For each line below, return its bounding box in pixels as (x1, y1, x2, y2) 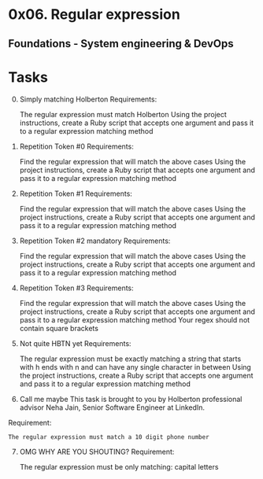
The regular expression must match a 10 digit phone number (8, 433, 210, 441)
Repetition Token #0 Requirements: (19, 142, 134, 151)
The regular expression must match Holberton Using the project (19, 109, 227, 119)
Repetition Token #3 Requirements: (19, 283, 134, 293)
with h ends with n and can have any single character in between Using (19, 362, 252, 371)
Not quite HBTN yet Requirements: (19, 338, 131, 348)
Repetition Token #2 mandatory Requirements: (19, 236, 171, 245)
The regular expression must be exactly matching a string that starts (19, 354, 242, 363)
